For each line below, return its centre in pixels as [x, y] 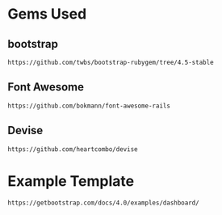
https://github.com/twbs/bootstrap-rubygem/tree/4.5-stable [111, 62]
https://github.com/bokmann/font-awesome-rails [89, 106]
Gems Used [47, 14]
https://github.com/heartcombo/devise [73, 149]
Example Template [71, 181]
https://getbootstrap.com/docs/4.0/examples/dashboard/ [103, 203]
